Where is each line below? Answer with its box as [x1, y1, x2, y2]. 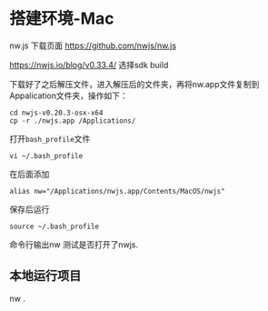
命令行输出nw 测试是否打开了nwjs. [9, 238, 139, 250]
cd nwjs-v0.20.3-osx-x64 [9, 108, 104, 117]
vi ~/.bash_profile [9, 151, 84, 160]
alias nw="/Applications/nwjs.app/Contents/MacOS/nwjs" [9, 186, 225, 196]
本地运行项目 [9, 268, 82, 284]
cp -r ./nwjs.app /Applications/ [9, 115, 136, 125]
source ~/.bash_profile [9, 222, 100, 231]
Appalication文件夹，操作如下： [9, 90, 129, 101]
